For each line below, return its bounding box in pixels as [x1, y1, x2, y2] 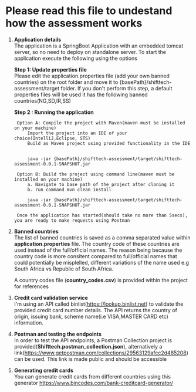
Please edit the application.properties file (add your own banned [13, 72, 170, 79]
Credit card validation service [13, 294, 89, 301]
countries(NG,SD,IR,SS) [13, 97, 72, 104]
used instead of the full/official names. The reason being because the [13, 246, 183, 254]
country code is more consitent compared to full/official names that [13, 252, 177, 259]
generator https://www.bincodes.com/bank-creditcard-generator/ [13, 379, 174, 386]
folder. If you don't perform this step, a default [60, 85, 173, 92]
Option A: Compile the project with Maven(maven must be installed [16, 120, 185, 126]
